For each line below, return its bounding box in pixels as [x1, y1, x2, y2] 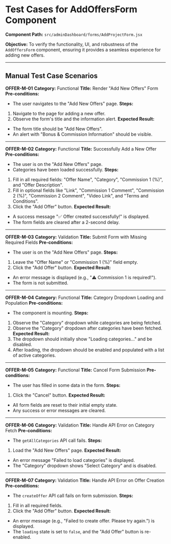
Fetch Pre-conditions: [5, 427, 52, 433]
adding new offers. [5, 52, 45, 58]
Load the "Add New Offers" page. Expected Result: [12, 447, 121, 453]
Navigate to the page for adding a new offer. [12, 110, 106, 116]
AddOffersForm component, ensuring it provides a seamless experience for [5, 46, 161, 53]
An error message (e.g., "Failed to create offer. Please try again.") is [12, 517, 155, 524]
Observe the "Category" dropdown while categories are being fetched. [12, 319, 162, 326]
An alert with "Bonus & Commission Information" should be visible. [12, 131, 153, 137]
